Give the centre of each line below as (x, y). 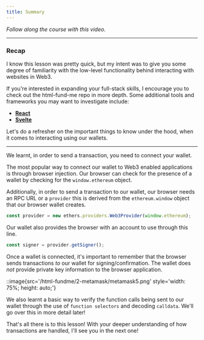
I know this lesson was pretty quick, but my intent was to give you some (96, 64)
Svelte (23, 120)
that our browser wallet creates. (46, 205)
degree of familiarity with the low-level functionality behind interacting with (100, 70)
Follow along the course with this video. (56, 29)
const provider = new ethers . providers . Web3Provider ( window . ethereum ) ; (99, 216)
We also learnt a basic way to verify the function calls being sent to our (95, 299)
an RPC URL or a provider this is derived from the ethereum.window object (98, 198)
